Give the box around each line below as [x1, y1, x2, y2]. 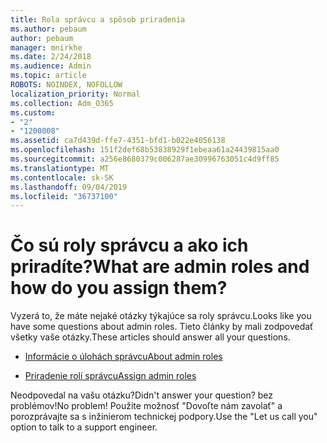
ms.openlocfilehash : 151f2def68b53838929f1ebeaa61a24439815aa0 [10, 145, 280, 155]
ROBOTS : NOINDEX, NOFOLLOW [10, 80, 123, 90]
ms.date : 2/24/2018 [10, 52, 92, 62]
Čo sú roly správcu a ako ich [10, 234, 249, 257]
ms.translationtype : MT [10, 163, 110, 173]
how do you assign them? [10, 277, 228, 300]
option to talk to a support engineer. [10, 421, 158, 433]
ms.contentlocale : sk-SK [10, 172, 114, 183]
